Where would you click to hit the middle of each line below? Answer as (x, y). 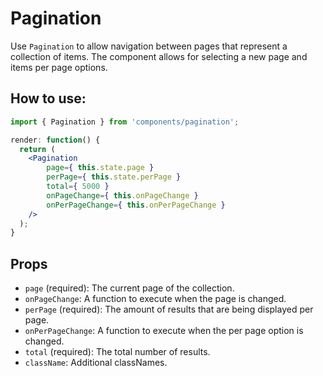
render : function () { (55, 140)
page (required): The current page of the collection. (129, 288)
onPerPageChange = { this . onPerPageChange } (136, 205)
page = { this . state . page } (100, 168)
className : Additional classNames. (96, 363)
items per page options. (59, 67)
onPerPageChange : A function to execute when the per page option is (164, 331)
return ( (37, 149)
